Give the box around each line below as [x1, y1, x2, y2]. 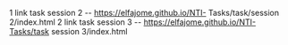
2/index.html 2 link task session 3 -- [9, 17, 142, 27]
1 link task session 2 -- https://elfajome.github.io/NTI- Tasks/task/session [9, 8, 280, 18]
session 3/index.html [50, 26, 128, 36]
